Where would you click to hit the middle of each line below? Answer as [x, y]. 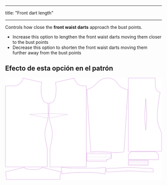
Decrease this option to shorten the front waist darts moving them [80, 47]
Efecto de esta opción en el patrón [59, 69]
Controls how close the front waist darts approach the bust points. [74, 27]
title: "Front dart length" [29, 13]
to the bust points [30, 42]
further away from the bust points [47, 53]
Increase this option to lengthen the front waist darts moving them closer [87, 37]
